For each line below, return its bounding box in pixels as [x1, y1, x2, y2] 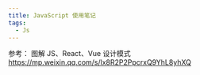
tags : [8, 19, 26, 27]
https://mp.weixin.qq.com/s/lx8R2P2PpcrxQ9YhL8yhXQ [8, 58, 192, 67]
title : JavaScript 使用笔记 [8, 11, 97, 20]
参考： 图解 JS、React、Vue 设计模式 [8, 49, 131, 58]
